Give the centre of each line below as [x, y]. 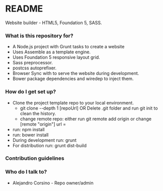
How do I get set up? [31, 92]
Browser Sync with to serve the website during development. [76, 73]
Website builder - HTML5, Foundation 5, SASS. [54, 23]
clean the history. [38, 113]
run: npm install [28, 129]
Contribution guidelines [35, 158]
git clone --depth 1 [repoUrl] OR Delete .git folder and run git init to [89, 108]
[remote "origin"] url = [43, 124]
